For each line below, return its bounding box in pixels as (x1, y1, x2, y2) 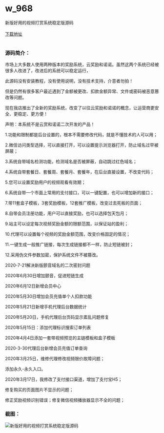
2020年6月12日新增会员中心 (5, 283, 61, 289)
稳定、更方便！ (18, 111, 48, 117)
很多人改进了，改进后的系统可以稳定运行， (5, 68, 91, 74)
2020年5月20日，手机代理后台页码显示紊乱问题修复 (5, 314, 109, 320)
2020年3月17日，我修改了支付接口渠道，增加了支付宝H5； (5, 376, 123, 382)
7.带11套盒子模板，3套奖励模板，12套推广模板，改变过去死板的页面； (5, 200, 143, 206)
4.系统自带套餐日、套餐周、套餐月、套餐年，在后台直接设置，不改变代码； (5, 169, 155, 175)
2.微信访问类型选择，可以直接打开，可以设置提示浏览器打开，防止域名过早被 (5, 142, 159, 148)
